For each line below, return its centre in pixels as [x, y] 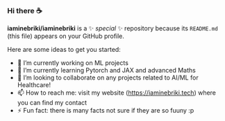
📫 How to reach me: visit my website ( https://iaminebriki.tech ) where [117, 93]
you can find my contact [52, 103]
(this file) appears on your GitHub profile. [66, 36]
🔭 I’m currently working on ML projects [73, 63]
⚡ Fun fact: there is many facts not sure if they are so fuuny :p [106, 111]
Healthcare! [34, 85]
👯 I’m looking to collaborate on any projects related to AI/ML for [108, 77]
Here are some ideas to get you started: [64, 50]
